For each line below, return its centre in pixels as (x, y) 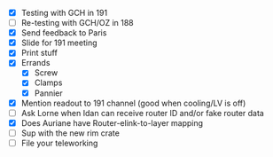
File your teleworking (59, 143)
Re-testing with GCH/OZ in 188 (77, 23)
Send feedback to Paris (64, 33)
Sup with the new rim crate (70, 133)
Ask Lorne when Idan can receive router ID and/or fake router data (143, 113)
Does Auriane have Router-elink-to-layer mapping (112, 122)
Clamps (48, 82)
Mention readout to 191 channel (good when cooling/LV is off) (133, 103)
